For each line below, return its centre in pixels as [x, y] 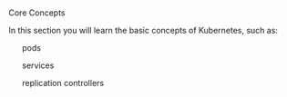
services [38, 65]
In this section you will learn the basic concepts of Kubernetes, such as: [143, 30]
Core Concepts [37, 13]
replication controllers [63, 83]
